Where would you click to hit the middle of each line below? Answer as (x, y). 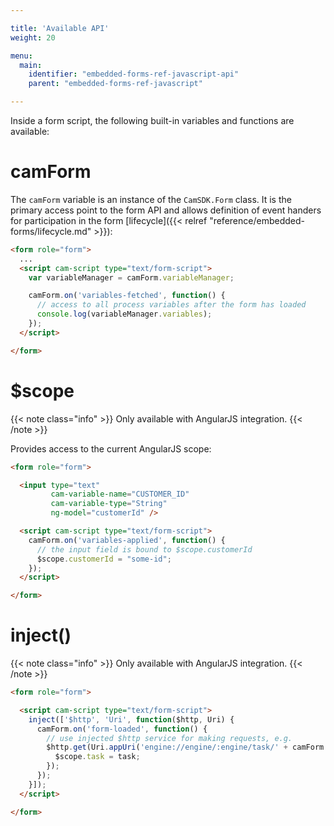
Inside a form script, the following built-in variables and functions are (152, 120)
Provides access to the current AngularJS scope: (111, 448)
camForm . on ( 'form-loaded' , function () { (122, 729)
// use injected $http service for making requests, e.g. (169, 738)
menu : (21, 56)
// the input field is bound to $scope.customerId (144, 549)
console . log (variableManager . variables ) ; (124, 314)
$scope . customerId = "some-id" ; (104, 559)
